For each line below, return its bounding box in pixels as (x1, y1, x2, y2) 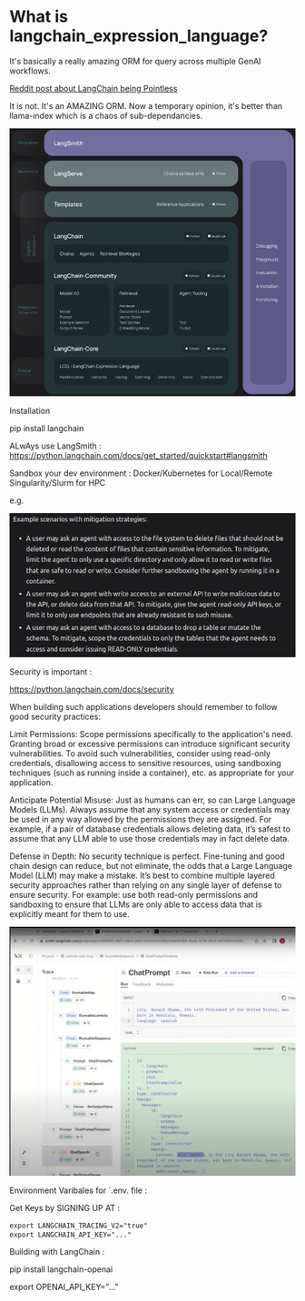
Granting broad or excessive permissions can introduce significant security (9, 738, 290, 750)
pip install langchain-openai (9, 1264, 113, 1275)
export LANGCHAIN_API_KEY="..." (9, 1230, 132, 1239)
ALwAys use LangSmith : (9, 440, 102, 451)
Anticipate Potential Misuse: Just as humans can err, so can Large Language (9, 794, 296, 805)
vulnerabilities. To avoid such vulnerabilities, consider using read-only (9, 748, 271, 759)
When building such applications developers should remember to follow (9, 702, 279, 713)
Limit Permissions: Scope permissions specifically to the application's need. (9, 729, 293, 740)
